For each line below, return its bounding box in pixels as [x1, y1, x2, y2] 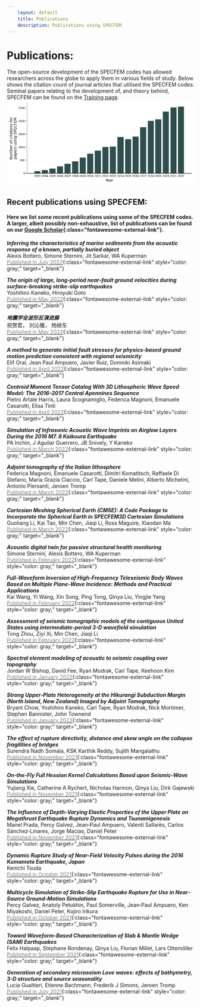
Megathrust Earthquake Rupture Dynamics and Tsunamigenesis [7, 815, 170, 822]
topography [7, 660, 37, 668]
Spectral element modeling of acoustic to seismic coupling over [7, 654, 168, 661]
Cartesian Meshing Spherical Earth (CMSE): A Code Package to [7, 506, 168, 513]
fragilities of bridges [7, 741, 59, 748]
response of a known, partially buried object [7, 245, 120, 253]
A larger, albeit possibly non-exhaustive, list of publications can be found [7, 220, 192, 227]
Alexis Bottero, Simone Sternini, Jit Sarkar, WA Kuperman [7, 252, 147, 259]
